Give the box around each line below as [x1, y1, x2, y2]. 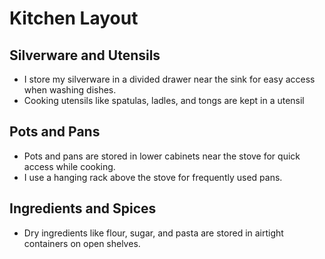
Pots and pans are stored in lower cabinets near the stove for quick [23, 150, 301, 162]
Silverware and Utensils [9, 47, 161, 64]
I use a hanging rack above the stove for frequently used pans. [23, 171, 283, 183]
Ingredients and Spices [9, 200, 157, 217]
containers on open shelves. [23, 237, 141, 249]
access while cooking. [23, 160, 116, 172]
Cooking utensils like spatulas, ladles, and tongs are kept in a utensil [23, 95, 305, 106]
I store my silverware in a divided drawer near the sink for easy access [23, 73, 316, 85]
